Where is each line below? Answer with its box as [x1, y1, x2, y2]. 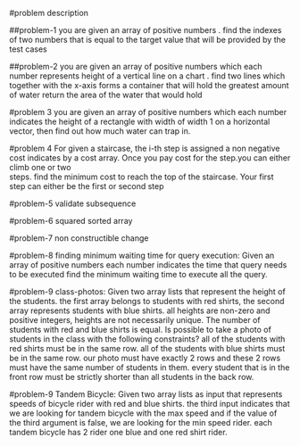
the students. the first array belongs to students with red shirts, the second [9, 296, 285, 306]
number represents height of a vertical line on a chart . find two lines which [9, 70, 286, 81]
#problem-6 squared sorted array [9, 216, 133, 226]
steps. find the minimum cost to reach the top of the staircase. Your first [9, 171, 274, 182]
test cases [9, 44, 47, 54]
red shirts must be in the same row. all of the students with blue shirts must [9, 343, 286, 353]
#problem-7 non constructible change [9, 233, 149, 244]
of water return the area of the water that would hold [9, 89, 203, 100]
